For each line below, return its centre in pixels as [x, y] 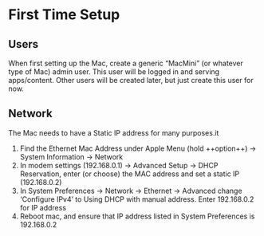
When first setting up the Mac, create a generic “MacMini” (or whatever [126, 63]
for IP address [43, 207]
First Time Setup [64, 15]
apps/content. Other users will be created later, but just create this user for [131, 80]
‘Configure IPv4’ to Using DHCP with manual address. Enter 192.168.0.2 [137, 199]
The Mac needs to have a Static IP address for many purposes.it [114, 132]
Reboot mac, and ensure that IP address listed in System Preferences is [137, 216]
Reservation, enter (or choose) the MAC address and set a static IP [130, 174]
